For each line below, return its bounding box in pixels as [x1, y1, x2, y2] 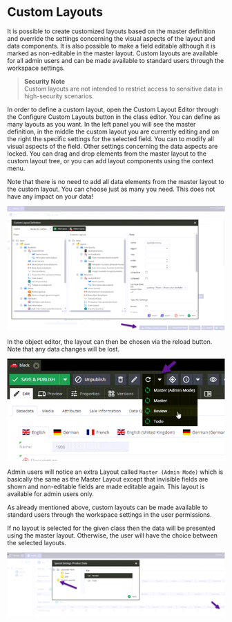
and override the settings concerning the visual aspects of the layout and [7, 34, 215, 42]
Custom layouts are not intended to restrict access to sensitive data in [23, 84, 223, 93]
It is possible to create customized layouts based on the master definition [7, 27, 215, 35]
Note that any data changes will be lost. [7, 345, 119, 353]
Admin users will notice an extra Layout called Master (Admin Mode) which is [7, 468, 224, 476]
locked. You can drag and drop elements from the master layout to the [7, 149, 207, 158]
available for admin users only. [7, 489, 95, 498]
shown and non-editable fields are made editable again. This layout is [7, 482, 205, 491]
